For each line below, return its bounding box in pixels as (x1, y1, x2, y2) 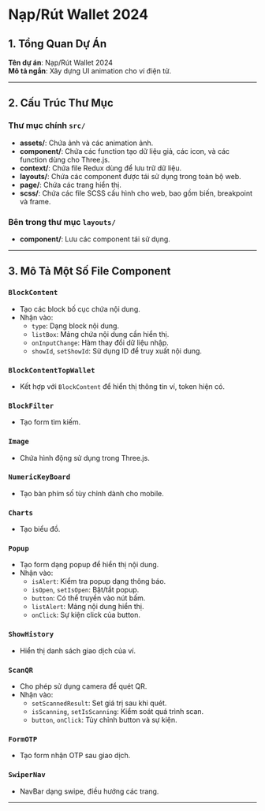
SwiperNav (8, 771, 46, 779)
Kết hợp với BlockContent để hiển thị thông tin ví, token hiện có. (19, 381, 225, 391)
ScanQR (8, 665, 34, 675)
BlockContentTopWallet (8, 365, 95, 375)
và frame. (19, 196, 51, 206)
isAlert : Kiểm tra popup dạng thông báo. (31, 577, 166, 586)
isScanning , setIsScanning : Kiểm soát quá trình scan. (31, 707, 204, 716)
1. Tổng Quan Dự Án (8, 37, 107, 50)
